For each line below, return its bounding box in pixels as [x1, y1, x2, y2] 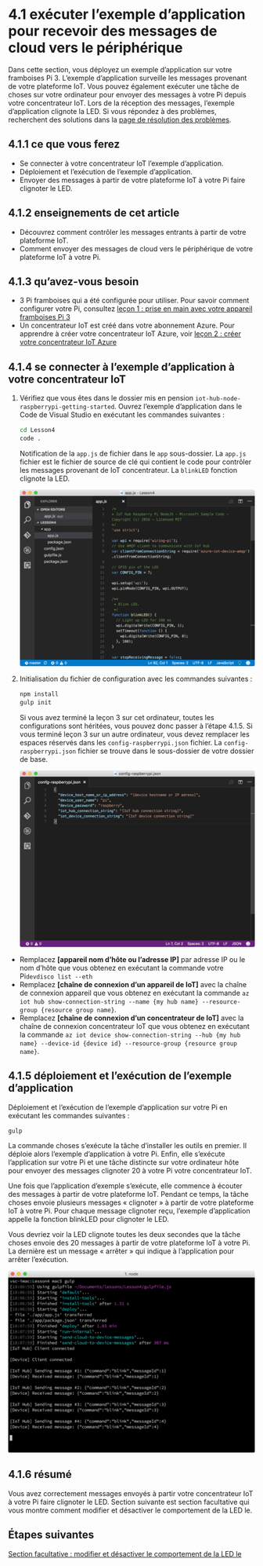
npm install [19, 690, 59, 698]
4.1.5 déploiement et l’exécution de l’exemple [8, 1070, 232, 1083]
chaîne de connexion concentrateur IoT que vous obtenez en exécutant [19, 1021, 250, 1030]
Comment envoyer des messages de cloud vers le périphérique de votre [19, 243, 253, 253]
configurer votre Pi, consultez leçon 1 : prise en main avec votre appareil [19, 304, 253, 313]
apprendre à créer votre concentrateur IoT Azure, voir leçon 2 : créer [19, 329, 241, 338]
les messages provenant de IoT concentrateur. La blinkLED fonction [19, 465, 238, 474]
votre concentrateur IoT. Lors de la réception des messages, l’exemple [8, 98, 235, 108]
